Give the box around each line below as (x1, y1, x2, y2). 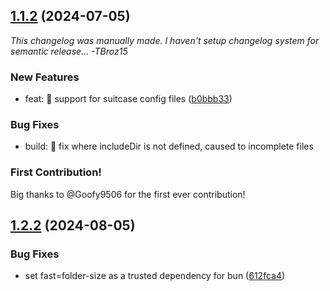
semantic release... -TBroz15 (10, 45, 128, 57)
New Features (10, 70, 80, 84)
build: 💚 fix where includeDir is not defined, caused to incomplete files (24, 140, 314, 153)
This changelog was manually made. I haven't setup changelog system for (10, 34, 320, 46)
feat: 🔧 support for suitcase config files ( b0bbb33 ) (24, 93, 233, 105)
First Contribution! (10, 165, 102, 179)
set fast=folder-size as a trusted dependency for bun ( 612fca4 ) (24, 270, 286, 282)
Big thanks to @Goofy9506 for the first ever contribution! (10, 188, 246, 200)
